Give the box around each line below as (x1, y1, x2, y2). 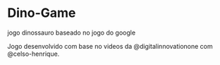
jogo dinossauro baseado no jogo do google (7, 28, 136, 37)
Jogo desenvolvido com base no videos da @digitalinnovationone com (7, 42, 213, 50)
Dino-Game (7, 5, 76, 21)
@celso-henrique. (7, 49, 60, 58)
